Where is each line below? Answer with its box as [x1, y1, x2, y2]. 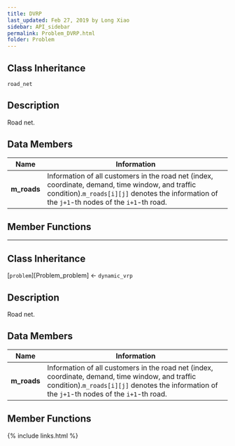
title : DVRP [7, 10, 42, 17]
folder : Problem [7, 36, 55, 43]
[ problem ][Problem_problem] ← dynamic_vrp [7, 271, 133, 280]
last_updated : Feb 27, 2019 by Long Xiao [7, 17, 130, 24]
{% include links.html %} [7, 431, 78, 440]
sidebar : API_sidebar [7, 23, 71, 30]
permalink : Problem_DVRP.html [7, 29, 96, 37]
